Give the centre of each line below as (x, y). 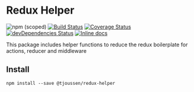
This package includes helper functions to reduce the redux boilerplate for (97, 45)
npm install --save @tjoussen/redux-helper (61, 83)
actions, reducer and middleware (47, 50)
